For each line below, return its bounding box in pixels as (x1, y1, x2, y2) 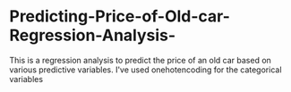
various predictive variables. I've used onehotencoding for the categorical (9, 64, 282, 75)
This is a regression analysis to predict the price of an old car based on (9, 54, 271, 65)
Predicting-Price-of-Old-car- (9, 6, 231, 27)
